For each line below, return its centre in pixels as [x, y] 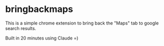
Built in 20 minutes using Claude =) [42, 38]
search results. [21, 28]
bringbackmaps [39, 9]
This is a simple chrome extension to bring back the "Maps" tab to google [82, 23]
